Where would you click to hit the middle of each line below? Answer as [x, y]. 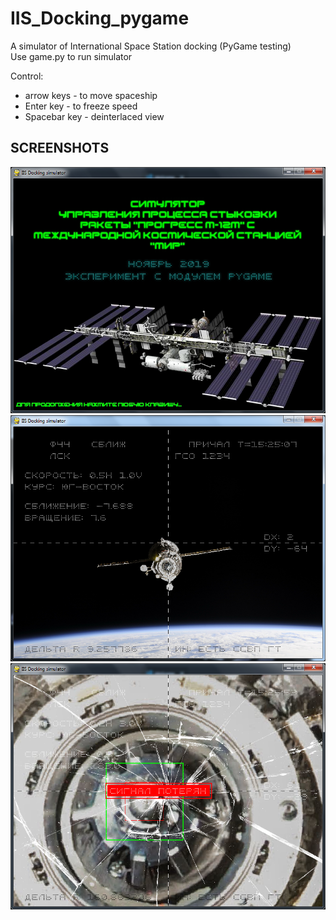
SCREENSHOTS [60, 148]
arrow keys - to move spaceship [91, 95]
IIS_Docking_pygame [100, 18]
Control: [27, 76]
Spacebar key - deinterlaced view [94, 116]
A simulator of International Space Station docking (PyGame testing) [151, 46]
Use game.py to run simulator [71, 56]
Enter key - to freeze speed [81, 106]
